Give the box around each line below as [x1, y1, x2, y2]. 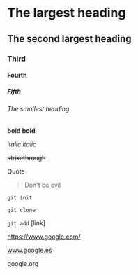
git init [7, 194, 33, 201]
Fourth [7, 71, 27, 80]
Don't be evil [24, 181, 61, 189]
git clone [7, 206, 36, 213]
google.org [7, 259, 39, 267]
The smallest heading [7, 105, 70, 113]
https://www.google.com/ [7, 232, 82, 241]
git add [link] [7, 218, 46, 227]
